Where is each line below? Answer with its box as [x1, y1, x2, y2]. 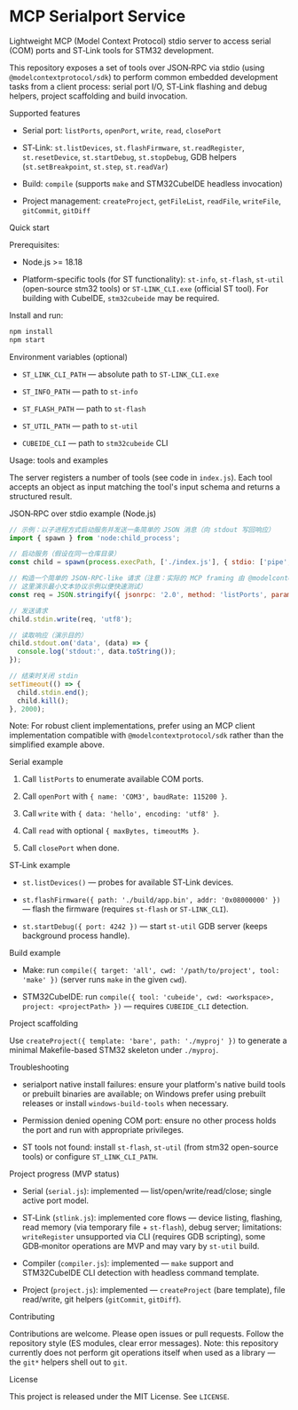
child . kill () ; [17, 696, 69, 705]
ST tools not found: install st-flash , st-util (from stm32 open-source [21, 1142, 279, 1152]
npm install [9, 327, 53, 336]
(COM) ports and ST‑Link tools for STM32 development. [9, 44, 215, 55]
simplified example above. [9, 739, 105, 750]
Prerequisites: [9, 239, 60, 250]
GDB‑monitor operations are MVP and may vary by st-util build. [21, 1241, 260, 1252]
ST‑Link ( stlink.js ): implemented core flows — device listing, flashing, [21, 1213, 283, 1223]
